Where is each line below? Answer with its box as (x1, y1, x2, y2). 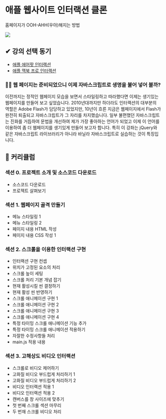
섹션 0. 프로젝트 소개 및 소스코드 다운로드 (5, 169, 97, 176)
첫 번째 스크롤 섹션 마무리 (12, 402, 62, 408)
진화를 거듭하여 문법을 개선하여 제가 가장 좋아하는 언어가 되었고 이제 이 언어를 (10, 118, 160, 124)
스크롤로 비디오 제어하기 (12, 365, 59, 371)
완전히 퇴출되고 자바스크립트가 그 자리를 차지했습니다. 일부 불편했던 (5, 112, 135, 118)
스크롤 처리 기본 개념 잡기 (12, 277, 62, 283)
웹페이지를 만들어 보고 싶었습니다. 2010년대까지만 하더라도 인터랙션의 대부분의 (5, 100, 157, 106)
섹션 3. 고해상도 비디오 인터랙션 (5, 353, 76, 360)
